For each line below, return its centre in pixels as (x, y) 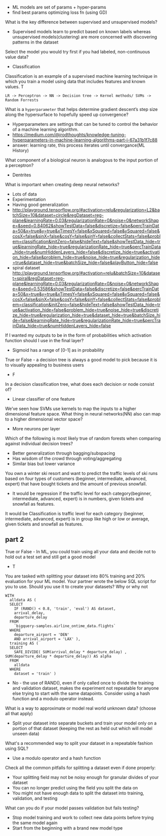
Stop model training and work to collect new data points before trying (83, 817)
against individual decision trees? (39, 444)
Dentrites (21, 175)
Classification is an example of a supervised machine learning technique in (81, 76)
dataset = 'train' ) (35, 674)
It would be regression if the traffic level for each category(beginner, (82, 493)
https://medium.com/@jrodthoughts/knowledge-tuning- (69, 135)
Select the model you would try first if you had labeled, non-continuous (78, 52)
